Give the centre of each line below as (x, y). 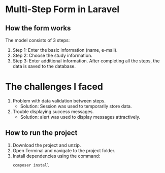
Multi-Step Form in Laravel (62, 9)
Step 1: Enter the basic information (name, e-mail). (65, 50)
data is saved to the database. (44, 66)
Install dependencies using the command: (56, 156)
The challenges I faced (54, 87)
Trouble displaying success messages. (53, 111)
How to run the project (41, 133)
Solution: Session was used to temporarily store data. (76, 106)
